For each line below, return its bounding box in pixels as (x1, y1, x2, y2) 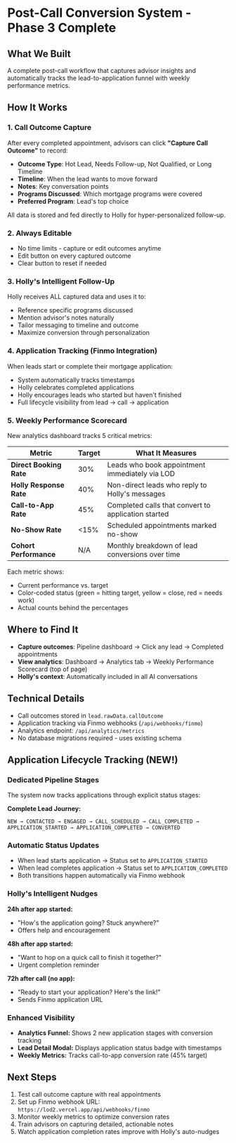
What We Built (7, 48, 72, 60)
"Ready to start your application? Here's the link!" (17, 988, 161, 996)
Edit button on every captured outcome (17, 251, 131, 260)
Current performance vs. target (17, 581, 109, 589)
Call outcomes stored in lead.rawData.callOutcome (17, 711, 164, 720)
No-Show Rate (11, 524, 62, 534)
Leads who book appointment (107, 460, 206, 470)
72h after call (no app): (7, 974, 75, 982)
